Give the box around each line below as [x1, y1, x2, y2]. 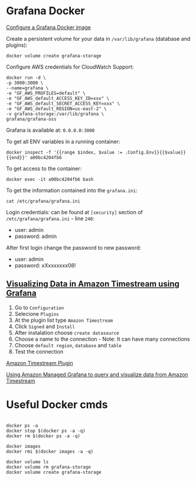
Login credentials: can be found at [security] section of [6, 208, 143, 215]
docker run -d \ [6, 75, 46, 80]
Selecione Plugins [14, 310, 59, 317]
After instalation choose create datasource [14, 329, 119, 336]
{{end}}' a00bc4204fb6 [6, 154, 62, 160]
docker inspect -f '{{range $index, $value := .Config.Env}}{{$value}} [6, 149, 186, 155]
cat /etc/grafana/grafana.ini [6, 198, 81, 204]
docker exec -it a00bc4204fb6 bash [6, 176, 94, 182]
